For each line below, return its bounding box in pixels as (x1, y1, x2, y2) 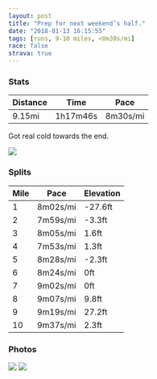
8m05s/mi (37, 227, 76, 238)
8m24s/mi (37, 267, 76, 278)
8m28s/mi (37, 254, 76, 265)
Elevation (84, 187, 121, 199)
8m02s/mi (37, 201, 76, 213)
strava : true (8, 49, 52, 57)
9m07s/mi (37, 293, 76, 304)
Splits (8, 166, 31, 178)
